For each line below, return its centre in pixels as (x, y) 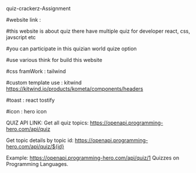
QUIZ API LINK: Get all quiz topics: (47, 123)
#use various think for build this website (54, 60)
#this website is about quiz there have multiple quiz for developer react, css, (98, 31)
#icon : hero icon (26, 111)
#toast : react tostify (30, 100)
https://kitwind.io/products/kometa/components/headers (75, 89)
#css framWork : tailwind (36, 71)
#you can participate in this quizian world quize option (71, 49)
